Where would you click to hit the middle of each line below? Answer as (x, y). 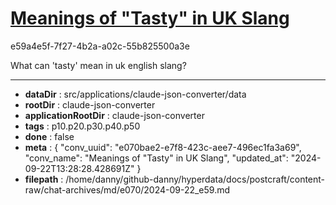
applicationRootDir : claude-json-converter (114, 115)
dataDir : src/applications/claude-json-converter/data (135, 94)
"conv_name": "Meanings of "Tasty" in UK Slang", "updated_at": (156, 158)
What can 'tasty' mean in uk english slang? (98, 65)
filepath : (44, 179)
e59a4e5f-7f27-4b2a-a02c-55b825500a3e (100, 46)
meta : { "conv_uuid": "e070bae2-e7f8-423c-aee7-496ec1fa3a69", (163, 147)
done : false (49, 136)
